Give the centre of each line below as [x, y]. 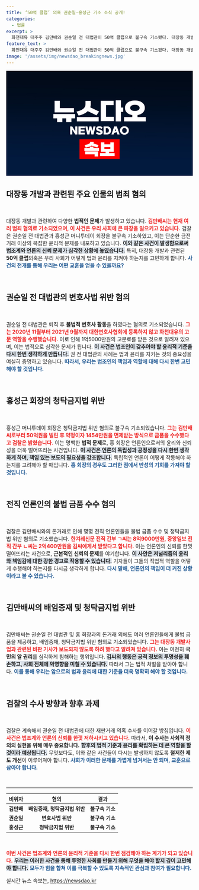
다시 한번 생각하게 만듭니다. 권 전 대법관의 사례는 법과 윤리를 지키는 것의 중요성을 [99, 354]
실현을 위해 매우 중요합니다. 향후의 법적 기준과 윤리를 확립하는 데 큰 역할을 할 [104, 745]
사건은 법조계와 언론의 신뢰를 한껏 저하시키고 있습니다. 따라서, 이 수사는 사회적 [95, 738]
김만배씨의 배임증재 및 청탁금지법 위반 [71, 607]
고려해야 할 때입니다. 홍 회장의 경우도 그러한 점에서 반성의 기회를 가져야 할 [106, 465]
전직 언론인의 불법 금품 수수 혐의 [61, 504]
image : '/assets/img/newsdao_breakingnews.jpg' [66, 56]
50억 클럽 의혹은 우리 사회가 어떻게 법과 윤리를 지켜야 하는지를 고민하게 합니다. [96, 258]
